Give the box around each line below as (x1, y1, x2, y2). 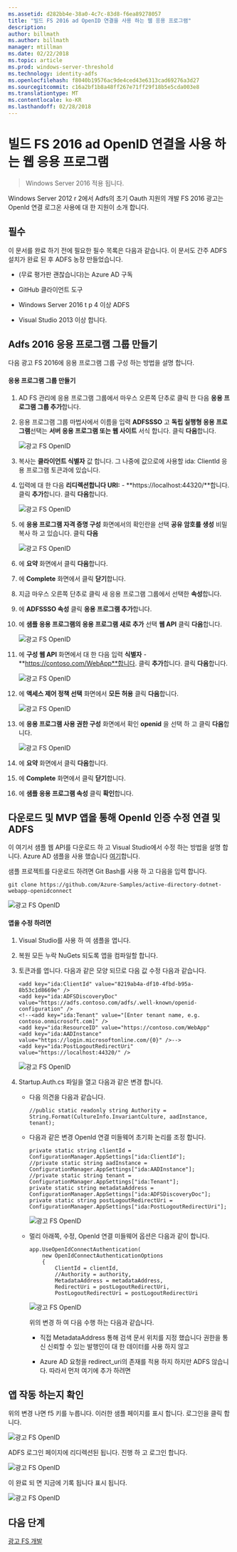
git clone (8, 881, 38, 889)
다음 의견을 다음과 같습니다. (28, 1092, 105, 1101)
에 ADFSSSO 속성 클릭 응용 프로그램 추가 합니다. (18, 604, 152, 613)
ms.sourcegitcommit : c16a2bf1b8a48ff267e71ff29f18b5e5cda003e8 (8, 83, 200, 90)
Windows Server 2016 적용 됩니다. (25, 179, 125, 187)
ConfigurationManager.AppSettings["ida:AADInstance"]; (28, 1166, 195, 1173)
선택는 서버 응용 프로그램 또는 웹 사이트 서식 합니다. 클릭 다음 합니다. (30, 426, 216, 435)
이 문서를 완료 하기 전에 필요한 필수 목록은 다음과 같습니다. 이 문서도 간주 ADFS (8, 246, 227, 254)
